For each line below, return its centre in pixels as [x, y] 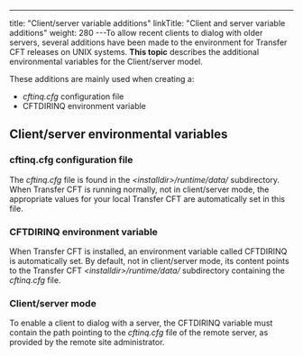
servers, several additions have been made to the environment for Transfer [148, 42]
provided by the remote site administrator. [87, 342]
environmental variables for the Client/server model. [106, 61]
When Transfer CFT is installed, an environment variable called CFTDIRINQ [148, 251]
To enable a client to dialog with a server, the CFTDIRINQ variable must [141, 323]
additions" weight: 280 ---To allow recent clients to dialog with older [136, 33]
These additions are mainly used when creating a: [102, 79]
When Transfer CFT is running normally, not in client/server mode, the [139, 189]
